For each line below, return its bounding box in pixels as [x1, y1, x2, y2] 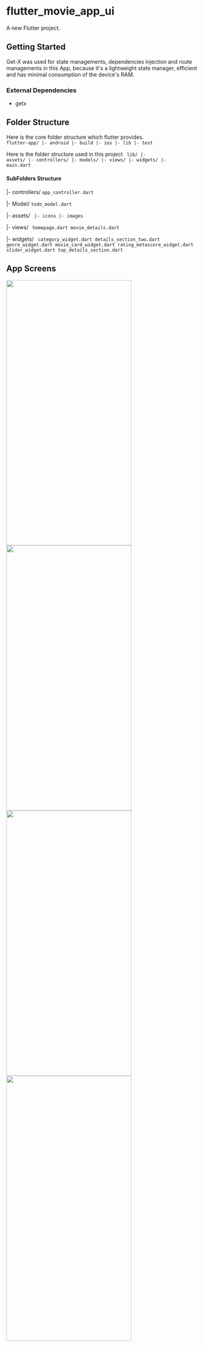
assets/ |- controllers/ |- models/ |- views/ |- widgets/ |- [6, 156, 167, 163]
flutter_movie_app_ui [6, 4, 115, 18]
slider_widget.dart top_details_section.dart [6, 247, 123, 253]
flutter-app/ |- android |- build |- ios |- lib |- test [6, 139, 153, 146]
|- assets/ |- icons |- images [6, 212, 84, 219]
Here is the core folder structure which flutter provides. [6, 133, 144, 141]
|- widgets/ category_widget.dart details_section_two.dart [6, 235, 161, 243]
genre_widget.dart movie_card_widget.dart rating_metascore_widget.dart [6, 242, 194, 248]
